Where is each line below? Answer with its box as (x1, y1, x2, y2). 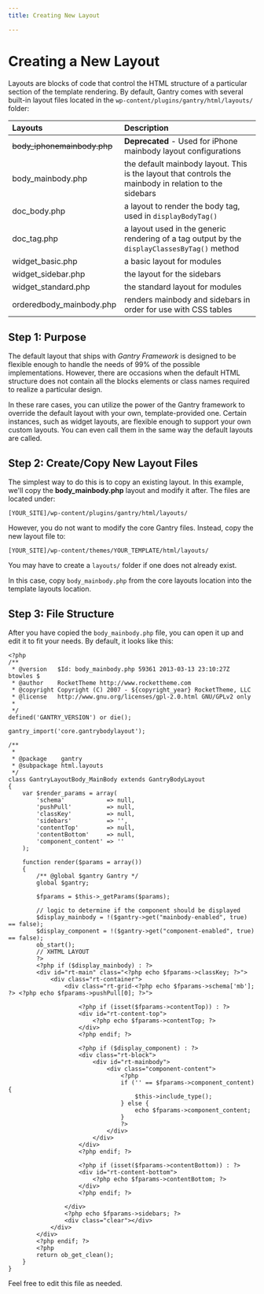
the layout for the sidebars (124, 269, 222, 280)
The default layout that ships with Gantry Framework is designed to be (8, 351, 236, 361)
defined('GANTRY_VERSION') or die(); (8, 714, 132, 721)
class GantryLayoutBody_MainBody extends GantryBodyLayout (8, 776, 206, 784)
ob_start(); (36, 941, 76, 949)
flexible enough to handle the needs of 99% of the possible (8, 360, 200, 369)
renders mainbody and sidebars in (124, 294, 251, 305)
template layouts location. (8, 584, 92, 594)
